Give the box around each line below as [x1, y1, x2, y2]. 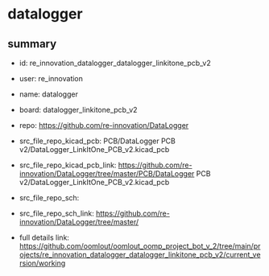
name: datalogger [19, 89, 78, 99]
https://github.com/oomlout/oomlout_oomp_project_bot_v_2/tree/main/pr [19, 241, 261, 250]
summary [7, 37, 57, 51]
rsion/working [19, 258, 66, 268]
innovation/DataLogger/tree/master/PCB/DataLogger [19, 169, 195, 178]
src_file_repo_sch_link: [19, 208, 94, 218]
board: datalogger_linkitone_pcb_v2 [19, 105, 138, 114]
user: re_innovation [19, 74, 84, 83]
